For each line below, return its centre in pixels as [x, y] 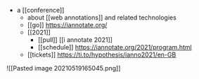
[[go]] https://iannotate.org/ [67, 25]
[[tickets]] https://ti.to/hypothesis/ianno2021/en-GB [102, 55]
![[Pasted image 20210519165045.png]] [64, 68]
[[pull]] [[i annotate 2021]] [75, 40]
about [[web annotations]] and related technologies [102, 17]
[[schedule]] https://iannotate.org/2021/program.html [115, 47]
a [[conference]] [40, 10]
